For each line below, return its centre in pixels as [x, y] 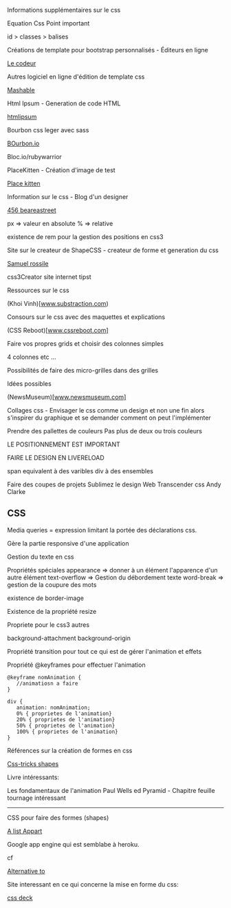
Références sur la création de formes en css [70, 750]
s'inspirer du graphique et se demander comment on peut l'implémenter [109, 417]
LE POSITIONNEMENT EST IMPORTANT [64, 444]
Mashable [21, 90]
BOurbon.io [23, 143]
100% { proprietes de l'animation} [67, 732]
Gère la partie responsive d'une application [68, 543]
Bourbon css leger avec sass [48, 130]
